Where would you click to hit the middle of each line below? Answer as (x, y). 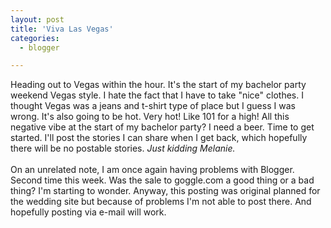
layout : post (37, 19)
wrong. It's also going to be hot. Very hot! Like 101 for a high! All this (150, 117)
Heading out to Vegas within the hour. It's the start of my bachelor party (158, 85)
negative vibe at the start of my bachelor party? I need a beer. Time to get (162, 127)
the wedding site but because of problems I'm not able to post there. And (161, 202)
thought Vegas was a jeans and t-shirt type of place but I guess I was (153, 106)
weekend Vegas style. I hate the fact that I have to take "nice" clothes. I (157, 95)
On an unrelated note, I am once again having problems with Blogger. (152, 170)
